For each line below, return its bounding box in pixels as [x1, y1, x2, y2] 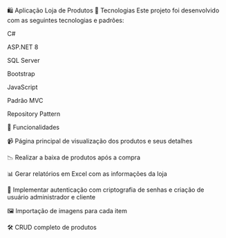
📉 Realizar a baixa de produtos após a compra [7, 153, 140, 161]
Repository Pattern [7, 110, 61, 118]
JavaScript [7, 83, 38, 91]
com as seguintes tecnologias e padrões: [7, 17, 124, 24]
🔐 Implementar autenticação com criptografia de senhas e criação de [7, 186, 205, 194]
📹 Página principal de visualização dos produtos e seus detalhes [7, 137, 193, 145]
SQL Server [7, 57, 40, 64]
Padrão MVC [7, 97, 44, 104]
